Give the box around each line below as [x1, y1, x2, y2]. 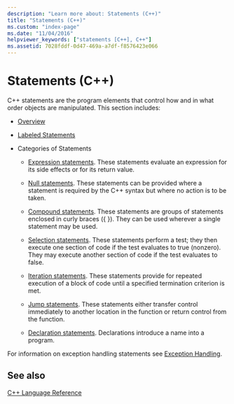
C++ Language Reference [7, 388, 82, 396]
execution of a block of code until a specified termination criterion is [27, 279, 226, 287]
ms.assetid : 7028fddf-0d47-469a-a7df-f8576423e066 [7, 43, 158, 50]
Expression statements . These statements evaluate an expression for [27, 158, 228, 166]
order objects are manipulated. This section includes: [7, 103, 161, 112]
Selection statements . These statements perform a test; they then [27, 235, 218, 244]
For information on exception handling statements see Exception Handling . [7, 349, 223, 358]
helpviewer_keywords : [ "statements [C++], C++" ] [7, 36, 152, 43]
